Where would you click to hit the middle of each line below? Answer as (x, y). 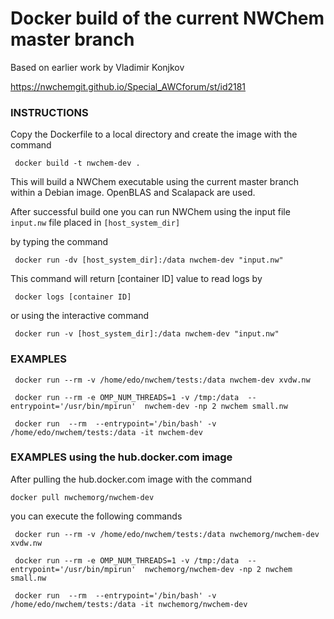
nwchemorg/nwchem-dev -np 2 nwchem (218, 569)
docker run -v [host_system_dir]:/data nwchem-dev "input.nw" (147, 334)
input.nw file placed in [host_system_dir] (95, 223)
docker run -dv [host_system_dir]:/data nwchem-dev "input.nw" (149, 260)
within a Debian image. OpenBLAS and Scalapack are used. (133, 193)
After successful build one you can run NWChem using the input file (150, 212)
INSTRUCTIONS (49, 112)
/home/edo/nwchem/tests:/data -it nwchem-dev (106, 432)
